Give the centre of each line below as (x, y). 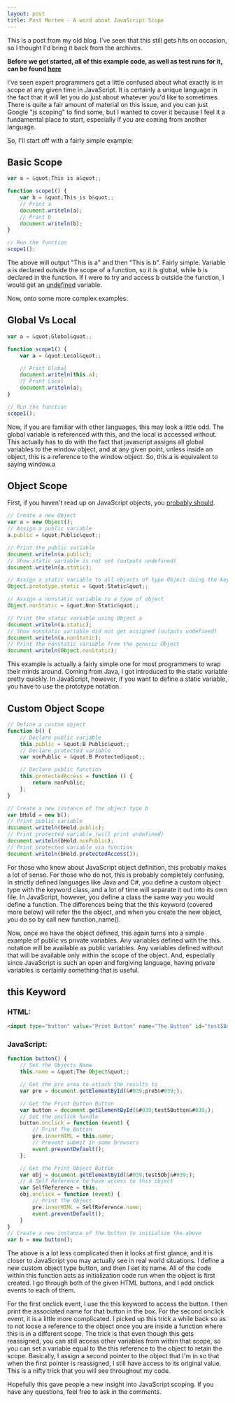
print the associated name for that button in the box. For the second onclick (116, 1311)
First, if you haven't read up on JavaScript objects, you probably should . (111, 503)
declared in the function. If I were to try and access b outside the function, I (116, 278)
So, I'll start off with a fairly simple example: (70, 140)
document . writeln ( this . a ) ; (59, 375)
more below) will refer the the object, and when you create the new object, (115, 912)
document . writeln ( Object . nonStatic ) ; (62, 651)
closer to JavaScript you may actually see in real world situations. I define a (116, 1261)
